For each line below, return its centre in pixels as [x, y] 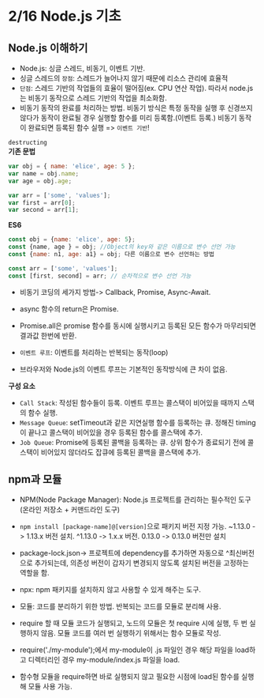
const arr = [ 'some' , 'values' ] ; [63, 268]
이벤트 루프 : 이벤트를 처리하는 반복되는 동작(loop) [94, 352]
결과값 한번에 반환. [48, 335]
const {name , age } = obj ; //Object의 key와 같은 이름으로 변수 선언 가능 [122, 247]
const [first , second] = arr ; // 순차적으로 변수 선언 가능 [100, 276]
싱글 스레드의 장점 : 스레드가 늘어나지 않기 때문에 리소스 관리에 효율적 [124, 78]
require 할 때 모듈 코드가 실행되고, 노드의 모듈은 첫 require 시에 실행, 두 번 [134, 623]
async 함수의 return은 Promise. [69, 308]
